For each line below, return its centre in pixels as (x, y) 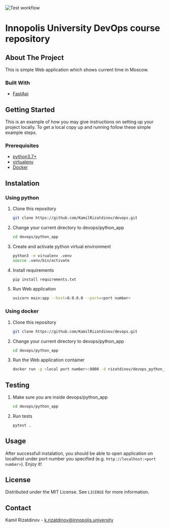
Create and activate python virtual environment (62, 246)
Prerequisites (22, 146)
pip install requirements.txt (45, 279)
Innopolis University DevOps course (83, 28)
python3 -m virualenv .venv (42, 256)
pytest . (22, 425)
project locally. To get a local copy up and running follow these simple (78, 127)
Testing (17, 385)
